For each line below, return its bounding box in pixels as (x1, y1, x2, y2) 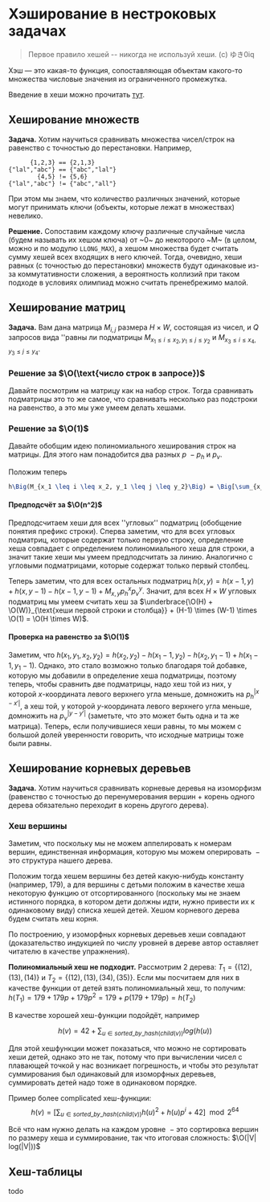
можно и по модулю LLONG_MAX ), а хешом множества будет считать (8, 243, 239, 253)
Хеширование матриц (8, 301, 126, 314)
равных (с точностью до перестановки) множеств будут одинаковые (8, 261, 247, 270)
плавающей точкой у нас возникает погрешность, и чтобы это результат (8, 1060, 259, 1070)
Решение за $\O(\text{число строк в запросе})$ (8, 367, 206, 379)
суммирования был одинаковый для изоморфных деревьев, (8, 1069, 216, 1078)
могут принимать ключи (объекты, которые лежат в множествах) (8, 202, 235, 211)
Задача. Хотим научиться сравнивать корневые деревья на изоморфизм (8, 783, 262, 793)
